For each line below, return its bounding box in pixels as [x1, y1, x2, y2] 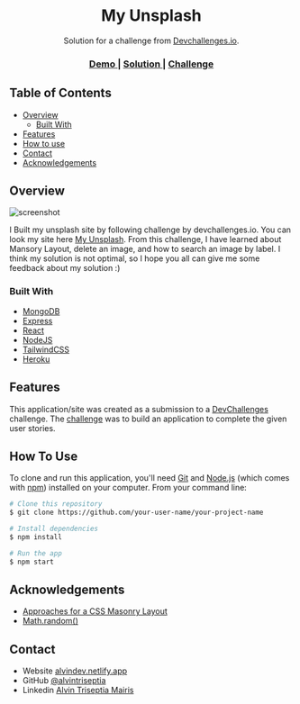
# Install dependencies [9, 524, 99, 534]
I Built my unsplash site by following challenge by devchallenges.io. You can [9, 224, 291, 235]
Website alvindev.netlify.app [22, 665, 128, 676]
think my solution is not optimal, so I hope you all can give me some [9, 253, 260, 264]
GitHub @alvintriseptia [22, 675, 106, 686]
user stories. [9, 422, 56, 433]
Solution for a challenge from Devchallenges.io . [63, 35, 240, 46]
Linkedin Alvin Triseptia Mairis [22, 685, 134, 696]
